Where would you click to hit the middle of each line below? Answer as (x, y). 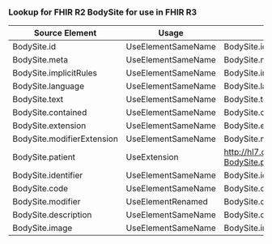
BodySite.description (52, 215)
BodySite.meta (40, 60)
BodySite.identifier (48, 175)
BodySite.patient (44, 157)
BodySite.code (40, 189)
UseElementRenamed (167, 202)
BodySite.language (49, 86)
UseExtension (152, 157)
